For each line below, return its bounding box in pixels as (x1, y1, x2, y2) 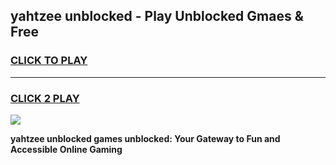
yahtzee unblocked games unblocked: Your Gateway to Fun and (10, 132, 281, 144)
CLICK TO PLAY (10, 54, 88, 68)
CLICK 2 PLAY (10, 91, 80, 105)
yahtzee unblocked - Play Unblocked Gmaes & (10, 8, 304, 25)
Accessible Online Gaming (10, 143, 123, 155)
